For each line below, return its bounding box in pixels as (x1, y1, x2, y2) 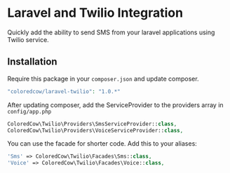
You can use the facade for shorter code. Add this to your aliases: (7, 139, 198, 148)
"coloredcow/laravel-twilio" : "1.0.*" (7, 88, 121, 95)
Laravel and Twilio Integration (7, 5, 184, 21)
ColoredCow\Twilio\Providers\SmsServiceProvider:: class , (7, 120, 177, 127)
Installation (7, 56, 57, 68)
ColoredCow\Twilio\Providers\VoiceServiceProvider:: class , (7, 127, 184, 134)
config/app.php (7, 108, 52, 115)
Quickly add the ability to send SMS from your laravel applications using (7, 28, 215, 36)
